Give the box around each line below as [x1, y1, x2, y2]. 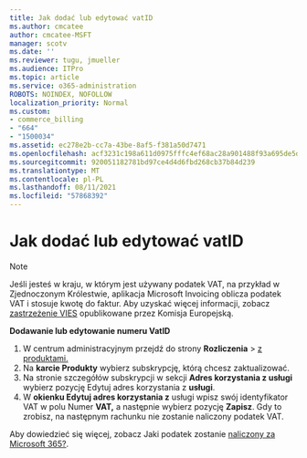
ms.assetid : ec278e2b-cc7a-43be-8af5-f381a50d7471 [9, 141, 206, 150]
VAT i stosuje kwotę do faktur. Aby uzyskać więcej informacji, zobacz [9, 297, 270, 308]
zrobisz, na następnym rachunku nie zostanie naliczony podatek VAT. [22, 411, 285, 422]
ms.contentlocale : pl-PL [9, 174, 104, 183]
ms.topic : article [9, 73, 79, 82]
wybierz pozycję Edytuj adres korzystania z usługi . [22, 381, 216, 392]
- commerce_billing [9, 115, 84, 124]
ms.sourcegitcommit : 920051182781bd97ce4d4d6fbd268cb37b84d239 [9, 157, 256, 167]
